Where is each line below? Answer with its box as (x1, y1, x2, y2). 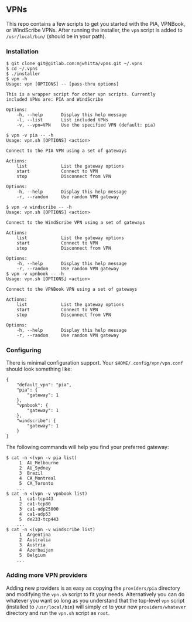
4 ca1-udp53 (19, 511, 51, 518)
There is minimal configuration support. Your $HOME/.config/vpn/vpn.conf (6, 359, 183, 366)
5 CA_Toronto (19, 481, 54, 487)
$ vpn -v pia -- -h (6, 132, 54, 138)
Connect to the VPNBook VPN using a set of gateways (6, 287, 138, 293)
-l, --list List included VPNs (16, 117, 109, 123)
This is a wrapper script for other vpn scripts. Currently (6, 91, 156, 97)
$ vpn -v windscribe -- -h (6, 205, 72, 210)
